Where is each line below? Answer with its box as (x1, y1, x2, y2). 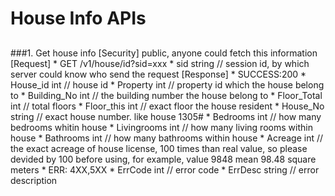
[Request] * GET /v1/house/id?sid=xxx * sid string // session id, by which (10, 57, 310, 69)
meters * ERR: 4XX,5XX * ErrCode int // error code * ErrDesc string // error (10, 163, 320, 176)
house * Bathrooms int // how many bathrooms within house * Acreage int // (10, 132, 324, 144)
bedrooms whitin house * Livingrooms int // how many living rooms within (10, 121, 313, 133)
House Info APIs (10, 7, 147, 30)
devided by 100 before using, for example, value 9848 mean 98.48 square (10, 153, 317, 165)
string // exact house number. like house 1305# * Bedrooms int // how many (10, 110, 322, 122)
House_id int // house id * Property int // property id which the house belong (10, 78, 325, 91)
